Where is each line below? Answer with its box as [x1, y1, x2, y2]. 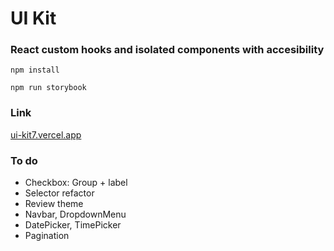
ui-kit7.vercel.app [10, 128, 82, 141]
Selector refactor [24, 187, 95, 199]
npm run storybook [10, 83, 87, 93]
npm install [10, 65, 60, 76]
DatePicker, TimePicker [24, 219, 122, 231]
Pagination [24, 230, 70, 242]
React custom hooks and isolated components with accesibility [10, 43, 325, 57]
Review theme [24, 198, 84, 210]
